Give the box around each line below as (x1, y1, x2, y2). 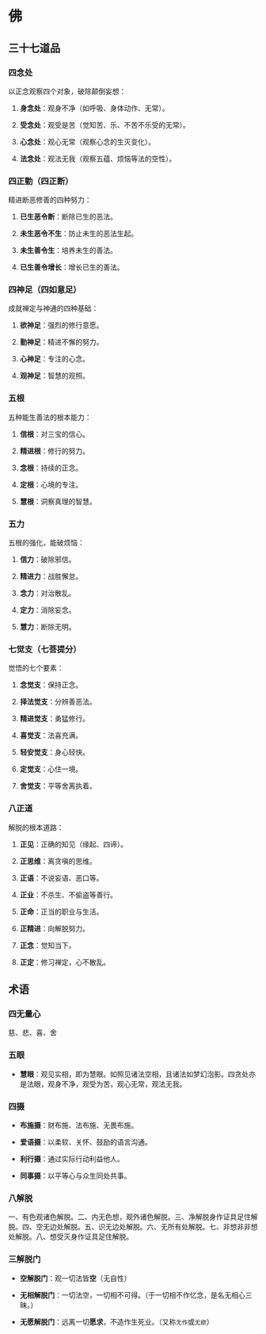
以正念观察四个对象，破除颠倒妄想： (8, 86, 127, 96)
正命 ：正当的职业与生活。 (19, 907, 104, 916)
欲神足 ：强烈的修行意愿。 (19, 320, 104, 330)
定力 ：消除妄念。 (19, 606, 76, 615)
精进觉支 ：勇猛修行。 (19, 714, 89, 724)
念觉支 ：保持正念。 (19, 680, 83, 690)
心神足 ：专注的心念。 (19, 354, 89, 364)
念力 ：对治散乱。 (19, 588, 76, 598)
